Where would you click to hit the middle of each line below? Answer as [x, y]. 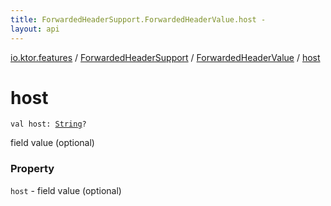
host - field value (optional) [66, 190]
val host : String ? [48, 124]
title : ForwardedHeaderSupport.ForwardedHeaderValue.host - [138, 19]
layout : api [35, 29]
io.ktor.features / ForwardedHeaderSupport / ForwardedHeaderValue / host [165, 57]
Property [32, 169]
